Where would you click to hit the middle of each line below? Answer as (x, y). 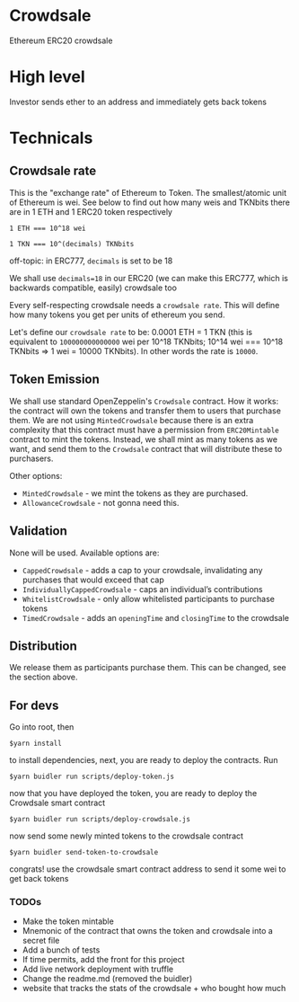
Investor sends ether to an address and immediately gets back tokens (138, 102)
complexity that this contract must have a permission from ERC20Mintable (145, 430)
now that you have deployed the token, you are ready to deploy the (133, 794)
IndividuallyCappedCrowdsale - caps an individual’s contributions (142, 589)
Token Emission (55, 380)
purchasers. (31, 458)
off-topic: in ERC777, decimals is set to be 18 (91, 261)
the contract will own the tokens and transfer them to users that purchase (145, 411)
